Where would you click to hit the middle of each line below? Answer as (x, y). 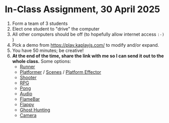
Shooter (28, 77)
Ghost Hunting (35, 110)
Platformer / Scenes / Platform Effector (60, 72)
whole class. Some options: (41, 61)
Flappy (27, 104)
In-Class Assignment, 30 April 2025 (82, 9)
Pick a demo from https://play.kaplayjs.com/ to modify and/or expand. (86, 45)
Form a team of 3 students (40, 23)
